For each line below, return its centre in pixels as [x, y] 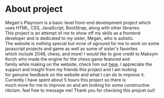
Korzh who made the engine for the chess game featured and [67, 59]
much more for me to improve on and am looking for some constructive [77, 85]
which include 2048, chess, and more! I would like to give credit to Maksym [82, 54]
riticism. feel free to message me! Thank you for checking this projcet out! [80, 90]
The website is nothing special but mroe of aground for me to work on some [82, 43]
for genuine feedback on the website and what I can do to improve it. [75, 74]
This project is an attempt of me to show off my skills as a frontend [73, 33]
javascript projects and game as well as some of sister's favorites [71, 49]
